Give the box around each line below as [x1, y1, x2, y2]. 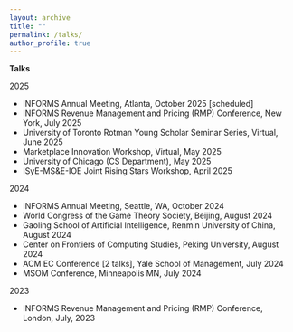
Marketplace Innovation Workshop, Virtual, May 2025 [22, 147, 222, 157]
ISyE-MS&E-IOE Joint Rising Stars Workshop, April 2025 [22, 166, 233, 176]
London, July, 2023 [22, 313, 96, 324]
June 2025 [22, 137, 63, 147]
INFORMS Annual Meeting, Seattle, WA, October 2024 [22, 201, 224, 212]
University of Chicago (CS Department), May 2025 [22, 156, 212, 167]
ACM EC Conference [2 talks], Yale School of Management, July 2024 [22, 259, 285, 270]
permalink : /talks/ [9, 30, 83, 39]
